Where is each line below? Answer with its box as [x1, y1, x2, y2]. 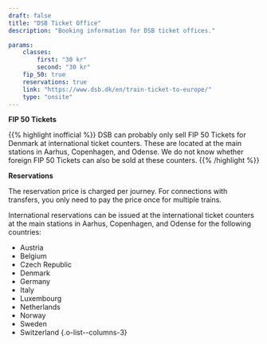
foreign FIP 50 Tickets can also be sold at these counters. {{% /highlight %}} [8, 156, 260, 165]
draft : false [8, 11, 52, 20]
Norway [19, 310, 46, 320]
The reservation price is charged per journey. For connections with [8, 187, 228, 196]
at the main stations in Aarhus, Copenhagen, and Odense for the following [8, 219, 252, 228]
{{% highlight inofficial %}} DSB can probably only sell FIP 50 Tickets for [8, 130, 246, 140]
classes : [22, 49, 52, 57]
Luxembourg [19, 294, 62, 303]
